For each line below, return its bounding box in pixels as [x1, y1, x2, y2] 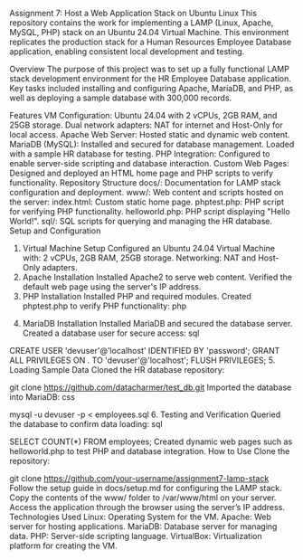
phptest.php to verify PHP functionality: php [22, 300, 187, 311]
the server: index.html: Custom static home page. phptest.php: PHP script [9, 196, 285, 207]
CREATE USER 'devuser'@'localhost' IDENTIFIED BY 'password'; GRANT [9, 346, 280, 356]
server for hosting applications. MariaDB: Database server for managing [9, 521, 278, 532]
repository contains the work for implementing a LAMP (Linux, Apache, [9, 17, 274, 28]
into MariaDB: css [9, 392, 75, 402]
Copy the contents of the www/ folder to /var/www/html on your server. [9, 492, 277, 503]
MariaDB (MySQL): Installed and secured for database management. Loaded [9, 139, 295, 149]
